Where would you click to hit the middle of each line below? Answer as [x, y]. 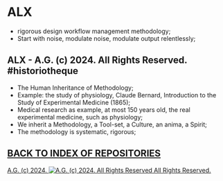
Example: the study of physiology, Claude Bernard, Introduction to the [117, 95]
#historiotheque [43, 71]
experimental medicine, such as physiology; [80, 117]
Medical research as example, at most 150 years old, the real [104, 109]
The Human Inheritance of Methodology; [75, 88]
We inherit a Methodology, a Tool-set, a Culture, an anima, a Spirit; [112, 124]
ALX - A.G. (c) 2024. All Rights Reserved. [97, 60]
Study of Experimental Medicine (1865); [74, 102]
